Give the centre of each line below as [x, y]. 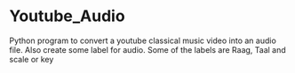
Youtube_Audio [68, 16]
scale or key [32, 59]
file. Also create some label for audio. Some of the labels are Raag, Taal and [147, 49]
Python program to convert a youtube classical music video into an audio [143, 40]
